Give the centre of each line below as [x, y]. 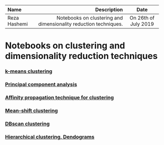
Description [109, 10]
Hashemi [18, 24]
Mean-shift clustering [31, 110]
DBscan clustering [27, 124]
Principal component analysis [41, 84]
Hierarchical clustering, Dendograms [50, 137]
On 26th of [142, 18]
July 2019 [142, 24]
